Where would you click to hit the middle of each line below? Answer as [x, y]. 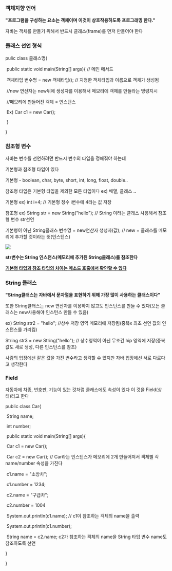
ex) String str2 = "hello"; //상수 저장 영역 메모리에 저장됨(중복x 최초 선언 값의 [83, 323]
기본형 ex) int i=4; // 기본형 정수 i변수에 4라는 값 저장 [59, 202]
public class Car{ [23, 407]
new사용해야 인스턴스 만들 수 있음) [54, 312]
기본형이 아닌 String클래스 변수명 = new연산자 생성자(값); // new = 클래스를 [81, 230]
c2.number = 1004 [26, 505]
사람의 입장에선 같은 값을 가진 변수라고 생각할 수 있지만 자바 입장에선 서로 [79, 358]
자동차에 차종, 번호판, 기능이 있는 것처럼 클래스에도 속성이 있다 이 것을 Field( [82, 390]
